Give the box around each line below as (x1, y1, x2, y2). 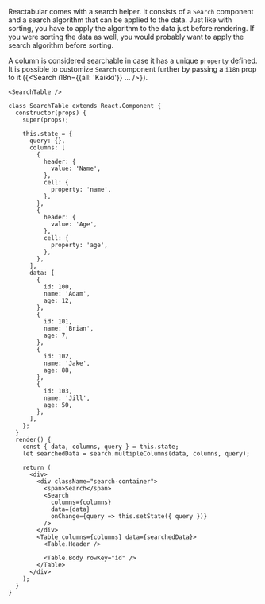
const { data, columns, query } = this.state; (22, 443, 179, 451)
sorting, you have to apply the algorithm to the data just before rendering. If (8, 24, 255, 33)
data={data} (50, 505, 90, 513)
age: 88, (43, 366, 73, 374)
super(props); (22, 116, 69, 124)
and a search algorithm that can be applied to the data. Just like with (8, 15, 232, 25)
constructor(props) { (15, 109, 87, 117)
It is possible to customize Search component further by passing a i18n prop (8, 64, 257, 74)
